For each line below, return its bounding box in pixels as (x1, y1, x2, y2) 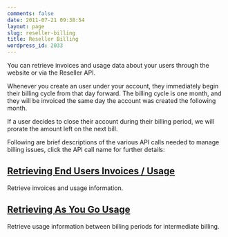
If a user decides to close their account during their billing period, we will (7, 117, 215, 125)
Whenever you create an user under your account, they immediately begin (7, 82, 219, 90)
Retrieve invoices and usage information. (7, 184, 124, 192)
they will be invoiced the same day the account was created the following (7, 97, 216, 104)
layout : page (7, 23, 45, 30)
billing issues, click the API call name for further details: (7, 146, 165, 153)
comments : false (7, 10, 54, 17)
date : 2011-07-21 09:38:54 (7, 17, 85, 23)
